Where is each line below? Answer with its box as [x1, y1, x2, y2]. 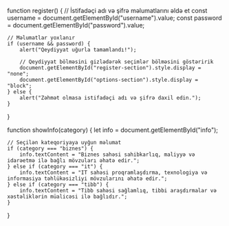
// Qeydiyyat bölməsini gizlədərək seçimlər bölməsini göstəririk [19, 58, 214, 65]
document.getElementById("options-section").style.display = [19, 76, 198, 83]
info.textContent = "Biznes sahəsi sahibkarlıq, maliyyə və [19, 151, 195, 158]
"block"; [7, 82, 32, 89]
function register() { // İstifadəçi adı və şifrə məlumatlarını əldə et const [7, 7, 208, 14]
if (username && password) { [7, 41, 91, 47]
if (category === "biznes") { [7, 145, 94, 152]
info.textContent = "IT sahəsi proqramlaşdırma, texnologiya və [19, 169, 208, 176]
